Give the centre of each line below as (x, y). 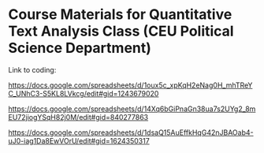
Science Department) (80, 48)
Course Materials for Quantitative (120, 15)
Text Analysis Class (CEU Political (121, 31)
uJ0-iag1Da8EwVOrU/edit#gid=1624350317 (79, 140)
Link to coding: (32, 69)
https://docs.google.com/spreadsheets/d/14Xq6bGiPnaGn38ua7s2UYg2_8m (132, 109)
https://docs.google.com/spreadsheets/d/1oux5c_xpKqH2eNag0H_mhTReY (130, 85)
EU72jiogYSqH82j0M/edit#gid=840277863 (78, 117)
